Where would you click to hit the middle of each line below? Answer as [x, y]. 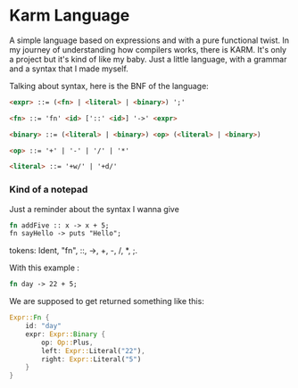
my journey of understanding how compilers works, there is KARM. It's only [148, 49]
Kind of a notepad [49, 190]
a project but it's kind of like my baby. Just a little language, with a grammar [148, 59]
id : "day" [44, 326]
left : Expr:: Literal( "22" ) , [93, 351]
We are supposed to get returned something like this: [107, 301]
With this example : [45, 268]
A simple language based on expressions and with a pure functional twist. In [149, 40]
